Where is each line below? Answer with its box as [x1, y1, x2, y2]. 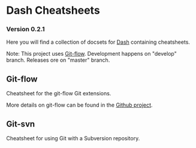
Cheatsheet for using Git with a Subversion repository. [6, 135, 140, 142]
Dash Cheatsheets [6, 4, 100, 17]
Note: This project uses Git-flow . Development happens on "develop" [6, 50, 177, 58]
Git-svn [6, 119, 35, 129]
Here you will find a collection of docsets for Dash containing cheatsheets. [6, 38, 191, 46]
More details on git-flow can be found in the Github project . [6, 101, 153, 108]
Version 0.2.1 [6, 25, 45, 34]
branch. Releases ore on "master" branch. [6, 56, 110, 64]
